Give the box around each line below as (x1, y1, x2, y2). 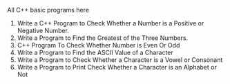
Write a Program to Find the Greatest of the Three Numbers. (17, 34, 189, 42)
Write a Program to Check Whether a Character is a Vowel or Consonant (17, 56, 223, 64)
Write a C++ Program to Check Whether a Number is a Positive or (17, 19, 204, 27)
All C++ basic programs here (7, 6, 90, 14)
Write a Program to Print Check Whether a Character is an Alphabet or (17, 63, 218, 71)
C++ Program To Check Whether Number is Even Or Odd (17, 41, 180, 49)
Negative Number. (17, 27, 69, 34)
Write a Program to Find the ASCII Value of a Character (17, 48, 174, 56)
